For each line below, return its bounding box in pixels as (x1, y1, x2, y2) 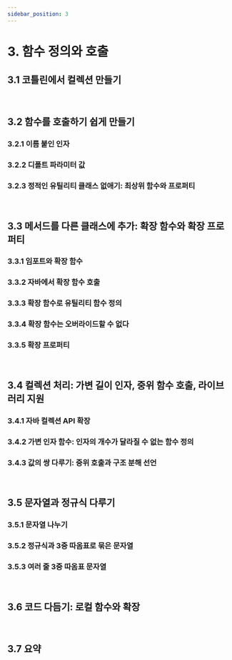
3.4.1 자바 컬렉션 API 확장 (7, 415, 91, 425)
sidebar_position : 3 (7, 10, 69, 18)
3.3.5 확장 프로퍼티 (7, 340, 70, 350)
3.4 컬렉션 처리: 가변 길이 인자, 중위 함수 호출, (7, 379, 196, 391)
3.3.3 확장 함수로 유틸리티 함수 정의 (7, 298, 123, 308)
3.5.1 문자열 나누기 (7, 520, 68, 530)
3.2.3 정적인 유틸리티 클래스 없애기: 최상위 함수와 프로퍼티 (7, 181, 196, 191)
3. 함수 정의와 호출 (7, 44, 109, 59)
